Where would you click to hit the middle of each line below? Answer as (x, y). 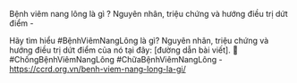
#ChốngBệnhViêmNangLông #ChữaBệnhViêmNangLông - (116, 59)
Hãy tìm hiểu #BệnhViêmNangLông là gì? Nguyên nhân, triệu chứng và (139, 41)
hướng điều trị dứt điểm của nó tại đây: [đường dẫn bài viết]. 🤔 (124, 50)
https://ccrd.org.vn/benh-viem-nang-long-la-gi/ (98, 69)
